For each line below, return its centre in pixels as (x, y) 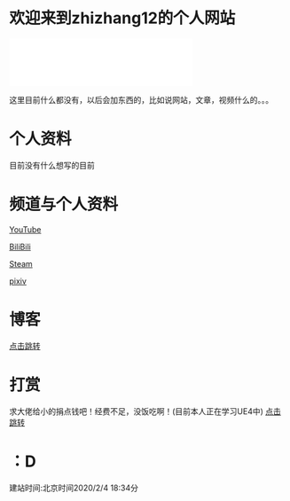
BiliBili (20, 247)
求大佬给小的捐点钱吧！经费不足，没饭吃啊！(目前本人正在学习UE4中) (137, 411)
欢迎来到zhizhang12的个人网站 (122, 18)
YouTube (25, 229)
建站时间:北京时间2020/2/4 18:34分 (74, 488)
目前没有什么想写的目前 (52, 165)
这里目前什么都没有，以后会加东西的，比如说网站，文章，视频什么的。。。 (141, 99)
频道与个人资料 (64, 204)
